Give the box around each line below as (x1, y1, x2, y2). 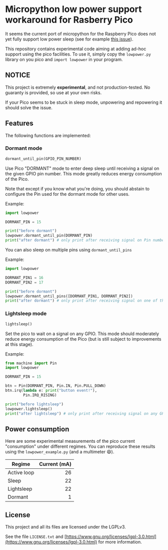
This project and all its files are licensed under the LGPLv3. (5, 524, 126, 530)
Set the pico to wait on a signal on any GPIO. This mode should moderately (5, 331, 159, 337)
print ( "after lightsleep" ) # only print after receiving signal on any (5, 411, 157, 416)
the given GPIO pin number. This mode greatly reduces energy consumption (5, 170, 162, 176)
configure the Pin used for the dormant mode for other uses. (5, 191, 130, 197)
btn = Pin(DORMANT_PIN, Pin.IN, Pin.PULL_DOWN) (5, 383, 106, 389)
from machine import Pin (5, 361, 57, 366)
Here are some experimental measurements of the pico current (5, 438, 135, 444)
